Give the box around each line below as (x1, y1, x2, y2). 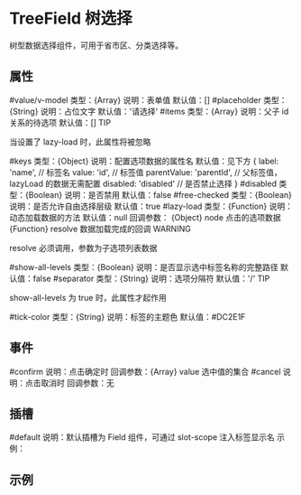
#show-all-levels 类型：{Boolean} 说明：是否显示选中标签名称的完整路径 (9, 261, 279, 272)
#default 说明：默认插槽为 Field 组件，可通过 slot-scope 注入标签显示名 (9, 432, 275, 443)
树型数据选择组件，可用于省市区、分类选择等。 (9, 40, 183, 51)
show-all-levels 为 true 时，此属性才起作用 (9, 292, 167, 303)
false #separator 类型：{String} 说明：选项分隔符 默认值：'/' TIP (32, 273, 270, 284)
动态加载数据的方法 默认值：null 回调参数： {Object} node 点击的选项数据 (9, 211, 281, 222)
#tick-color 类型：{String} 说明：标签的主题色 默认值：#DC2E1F (9, 311, 246, 322)
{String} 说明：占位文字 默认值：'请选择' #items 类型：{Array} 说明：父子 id (9, 106, 289, 117)
